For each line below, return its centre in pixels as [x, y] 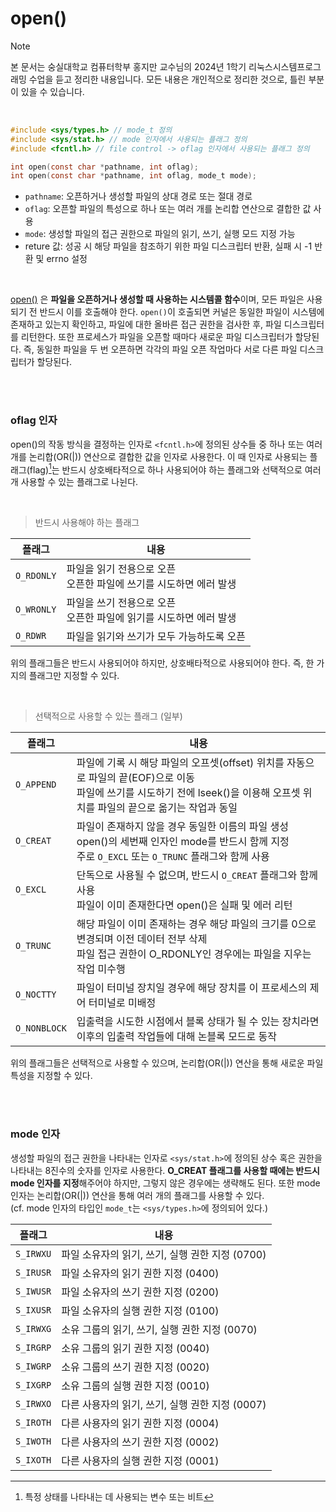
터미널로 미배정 [122, 1003]
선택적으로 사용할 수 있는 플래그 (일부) [108, 716]
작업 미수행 [101, 969]
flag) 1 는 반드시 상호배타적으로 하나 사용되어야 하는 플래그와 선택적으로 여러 [175, 469]
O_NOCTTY [36, 995]
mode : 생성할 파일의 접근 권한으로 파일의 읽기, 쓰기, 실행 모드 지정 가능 [160, 234]
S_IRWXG [33, 1328]
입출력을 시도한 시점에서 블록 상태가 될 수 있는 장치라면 [198, 1022]
